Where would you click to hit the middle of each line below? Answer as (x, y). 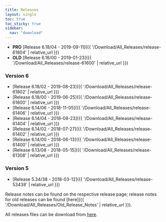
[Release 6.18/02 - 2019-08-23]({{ (47, 87)
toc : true (15, 19)
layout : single (21, 14)
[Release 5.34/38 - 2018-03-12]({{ (47, 179)
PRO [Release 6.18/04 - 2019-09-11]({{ (52, 47)
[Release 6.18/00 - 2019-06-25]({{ (47, 97)
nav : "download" (26, 33)
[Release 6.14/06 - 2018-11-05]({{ (46, 108)
